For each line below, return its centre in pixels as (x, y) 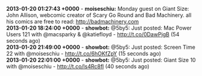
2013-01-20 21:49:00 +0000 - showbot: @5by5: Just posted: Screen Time (101, 47)
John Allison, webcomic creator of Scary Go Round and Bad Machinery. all (99, 15)
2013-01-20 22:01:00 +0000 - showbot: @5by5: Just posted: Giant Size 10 (101, 60)
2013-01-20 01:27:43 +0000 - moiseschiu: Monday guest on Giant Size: (98, 9)
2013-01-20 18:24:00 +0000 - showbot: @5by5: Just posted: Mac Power (99, 28)
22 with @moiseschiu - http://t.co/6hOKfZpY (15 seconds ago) (84, 53)
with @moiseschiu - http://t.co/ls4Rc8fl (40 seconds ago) (78, 66)
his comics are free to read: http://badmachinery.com (73, 21)
